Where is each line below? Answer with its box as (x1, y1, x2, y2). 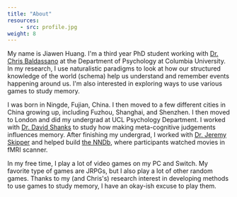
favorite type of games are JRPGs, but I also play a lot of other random (7, 167, 214, 175)
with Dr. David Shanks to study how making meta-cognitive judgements (7, 123, 216, 131)
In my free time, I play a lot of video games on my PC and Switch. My (7, 160, 209, 168)
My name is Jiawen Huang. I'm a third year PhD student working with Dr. (7, 49, 219, 58)
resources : (7, 17, 40, 24)
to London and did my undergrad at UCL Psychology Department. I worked (7, 116, 226, 124)
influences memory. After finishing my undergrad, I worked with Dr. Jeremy (7, 131, 227, 139)
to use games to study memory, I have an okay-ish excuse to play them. (7, 181, 217, 191)
